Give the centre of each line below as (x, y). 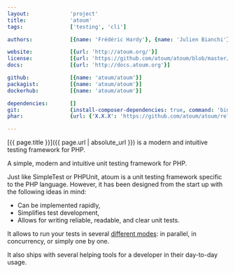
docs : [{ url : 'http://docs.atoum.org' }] (89, 65)
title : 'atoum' (50, 20)
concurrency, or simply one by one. (58, 241)
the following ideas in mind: (47, 192)
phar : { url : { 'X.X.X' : (62, 116)
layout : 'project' (53, 14)
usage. (17, 262)
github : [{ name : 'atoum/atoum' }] (74, 78)
